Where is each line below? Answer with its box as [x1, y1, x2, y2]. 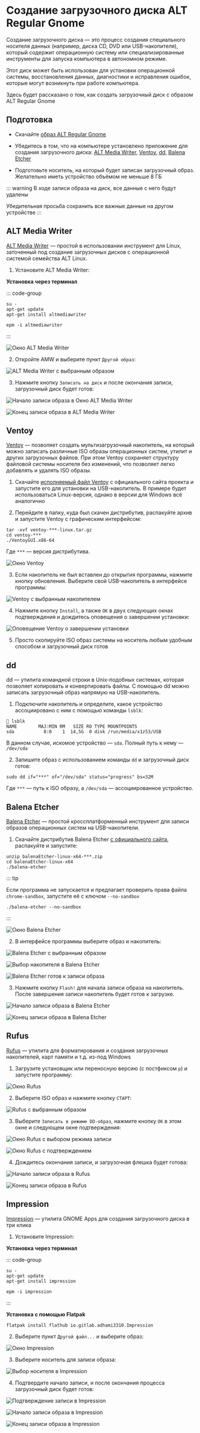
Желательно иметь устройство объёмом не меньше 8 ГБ [14, 173, 162, 180]
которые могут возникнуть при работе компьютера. [6, 79, 140, 87]
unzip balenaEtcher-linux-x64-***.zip [6, 853, 103, 859]
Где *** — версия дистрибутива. [6, 548, 91, 555]
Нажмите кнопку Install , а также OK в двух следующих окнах [14, 607, 174, 614]
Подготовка [6, 115, 53, 125]
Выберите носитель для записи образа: [14, 1356, 116, 1363]
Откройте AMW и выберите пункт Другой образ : [14, 355, 136, 362]
